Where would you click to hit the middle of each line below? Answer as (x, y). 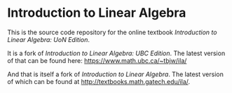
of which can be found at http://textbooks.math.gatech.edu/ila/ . (99, 81)
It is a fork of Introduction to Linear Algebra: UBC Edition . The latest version (116, 53)
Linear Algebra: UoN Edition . (48, 39)
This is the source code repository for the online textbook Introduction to (112, 32)
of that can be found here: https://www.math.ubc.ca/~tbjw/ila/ (97, 60)
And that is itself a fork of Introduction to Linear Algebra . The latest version (116, 74)
